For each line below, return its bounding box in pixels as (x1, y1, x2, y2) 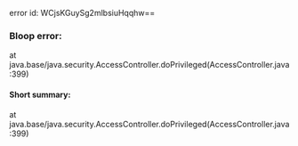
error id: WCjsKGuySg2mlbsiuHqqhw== (9, 8, 156, 18)
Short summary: (9, 89, 71, 100)
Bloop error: (9, 29, 62, 42)
